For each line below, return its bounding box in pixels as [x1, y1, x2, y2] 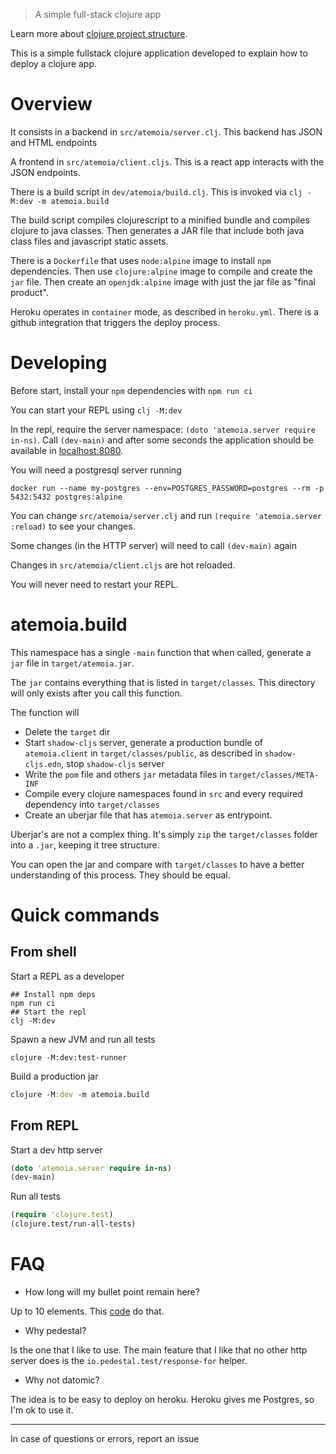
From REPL [10, 1117, 79, 1134]
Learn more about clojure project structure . [10, 28, 188, 39]
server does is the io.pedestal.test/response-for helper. [10, 1354, 248, 1366]
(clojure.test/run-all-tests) [10, 1219, 137, 1229]
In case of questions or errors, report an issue [10, 1432, 200, 1444]
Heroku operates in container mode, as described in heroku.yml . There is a [10, 305, 320, 318]
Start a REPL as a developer [10, 970, 125, 982]
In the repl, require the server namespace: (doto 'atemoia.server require [10, 423, 316, 435]
